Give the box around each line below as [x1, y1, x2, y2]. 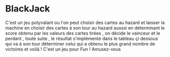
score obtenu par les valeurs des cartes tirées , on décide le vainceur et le [5, 30, 160, 36]
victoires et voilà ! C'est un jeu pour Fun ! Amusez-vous [5, 46, 121, 52]
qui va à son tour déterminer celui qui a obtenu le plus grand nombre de [5, 40, 156, 46]
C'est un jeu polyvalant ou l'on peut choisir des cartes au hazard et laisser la [5, 19, 165, 25]
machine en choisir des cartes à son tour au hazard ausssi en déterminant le [5, 24, 165, 30]
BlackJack [5, 3, 50, 14]
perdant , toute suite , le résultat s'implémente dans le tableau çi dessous [5, 35, 158, 41]
